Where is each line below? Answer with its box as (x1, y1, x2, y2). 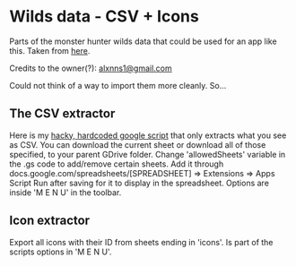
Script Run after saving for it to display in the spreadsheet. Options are (9, 177, 269, 188)
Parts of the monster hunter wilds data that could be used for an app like (9, 36, 277, 47)
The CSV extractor (9, 106, 116, 122)
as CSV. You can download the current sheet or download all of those (9, 139, 266, 150)
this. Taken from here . (9, 45, 91, 56)
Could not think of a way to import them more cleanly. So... (9, 80, 227, 90)
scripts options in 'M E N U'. (9, 246, 112, 257)
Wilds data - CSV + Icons (9, 6, 199, 27)
